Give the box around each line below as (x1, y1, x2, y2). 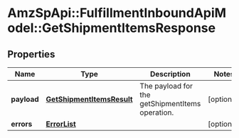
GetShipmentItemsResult (46, 94, 133, 104)
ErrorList (46, 119, 76, 129)
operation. (139, 108, 174, 117)
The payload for (139, 81, 193, 91)
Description (149, 69, 191, 79)
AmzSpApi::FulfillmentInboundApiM (7, 5, 226, 21)
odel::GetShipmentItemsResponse (7, 20, 216, 36)
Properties (7, 48, 55, 60)
